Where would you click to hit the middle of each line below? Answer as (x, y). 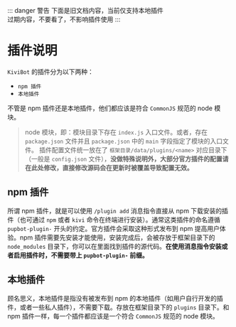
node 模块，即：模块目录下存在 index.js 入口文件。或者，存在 (116, 132)
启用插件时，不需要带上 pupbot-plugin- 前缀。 (81, 255)
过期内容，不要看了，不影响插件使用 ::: (64, 19)
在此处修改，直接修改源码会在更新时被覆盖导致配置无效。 (109, 167)
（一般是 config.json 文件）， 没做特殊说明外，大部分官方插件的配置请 (127, 159)
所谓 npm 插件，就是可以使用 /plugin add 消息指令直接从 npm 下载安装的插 (118, 210)
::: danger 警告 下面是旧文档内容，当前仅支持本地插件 (85, 10)
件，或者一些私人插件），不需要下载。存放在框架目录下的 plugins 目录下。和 (118, 307)
